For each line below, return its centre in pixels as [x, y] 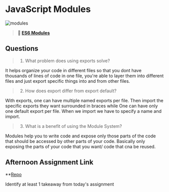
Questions [22, 49]
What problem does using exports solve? [67, 61]
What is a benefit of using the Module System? [73, 126]
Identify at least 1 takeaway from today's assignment [60, 184]
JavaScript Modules [48, 9]
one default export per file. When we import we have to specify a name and [83, 111]
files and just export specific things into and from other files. [68, 81]
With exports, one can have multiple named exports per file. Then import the [84, 100]
